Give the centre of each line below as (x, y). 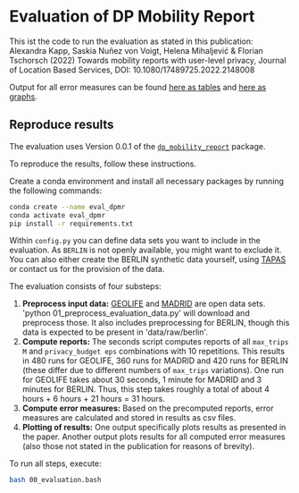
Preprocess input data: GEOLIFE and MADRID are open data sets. (144, 304)
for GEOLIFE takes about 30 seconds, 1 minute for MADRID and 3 (141, 380)
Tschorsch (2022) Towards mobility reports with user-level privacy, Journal (148, 60)
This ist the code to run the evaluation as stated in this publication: (131, 41)
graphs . (24, 97)
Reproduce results (62, 125)
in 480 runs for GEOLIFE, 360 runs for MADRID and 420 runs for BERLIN (155, 361)
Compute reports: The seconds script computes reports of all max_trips (155, 342)
